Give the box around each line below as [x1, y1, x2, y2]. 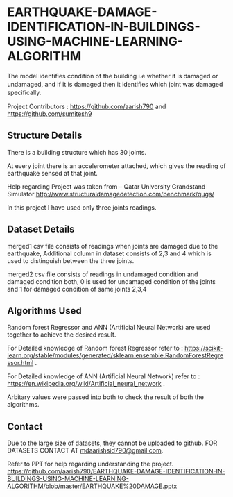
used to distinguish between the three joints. [7, 256, 135, 264]
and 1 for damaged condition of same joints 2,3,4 [7, 285, 147, 293]
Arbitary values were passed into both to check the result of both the [7, 393, 205, 401]
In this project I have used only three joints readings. [7, 203, 157, 212]
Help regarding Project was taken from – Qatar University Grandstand [7, 182, 206, 191]
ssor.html [7, 359, 34, 367]
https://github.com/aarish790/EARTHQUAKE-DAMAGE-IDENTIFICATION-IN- [7, 467, 225, 475]
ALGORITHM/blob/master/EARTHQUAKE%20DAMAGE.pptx [7, 482, 178, 490]
